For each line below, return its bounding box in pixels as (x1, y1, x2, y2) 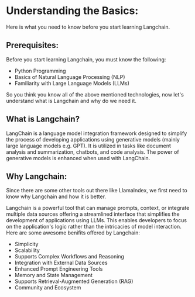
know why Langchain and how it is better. (6, 193, 107, 200)
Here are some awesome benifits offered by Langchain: (6, 229, 141, 236)
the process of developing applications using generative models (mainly (6, 136, 180, 143)
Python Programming (14, 67, 66, 74)
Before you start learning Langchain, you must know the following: (6, 56, 166, 63)
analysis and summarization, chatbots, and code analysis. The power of (6, 148, 180, 156)
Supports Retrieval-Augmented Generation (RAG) (14, 278, 134, 285)
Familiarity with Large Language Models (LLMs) (14, 80, 130, 87)
